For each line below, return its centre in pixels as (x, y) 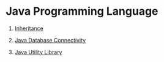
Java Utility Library (38, 52)
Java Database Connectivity (50, 40)
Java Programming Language (82, 11)
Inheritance (29, 28)
